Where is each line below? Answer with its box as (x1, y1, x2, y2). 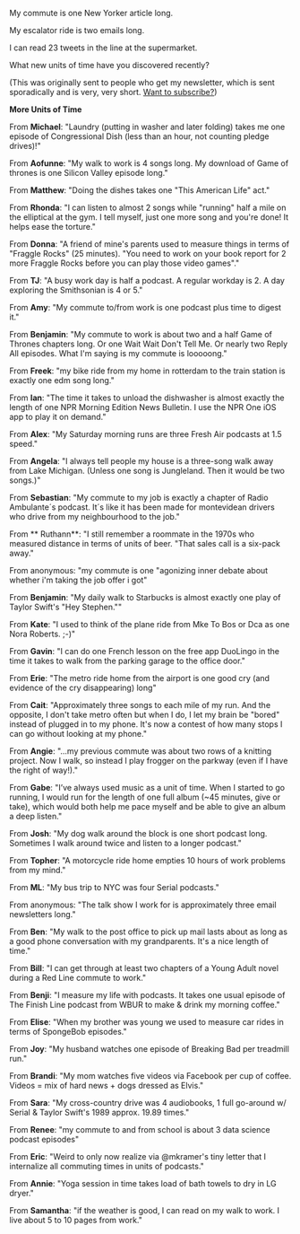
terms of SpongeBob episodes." (9, 1027, 127, 1037)
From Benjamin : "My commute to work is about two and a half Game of (9, 329, 273, 339)
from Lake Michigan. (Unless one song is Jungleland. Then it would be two (9, 466, 285, 476)
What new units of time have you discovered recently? (9, 60, 210, 70)
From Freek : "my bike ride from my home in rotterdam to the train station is (9, 365, 286, 376)
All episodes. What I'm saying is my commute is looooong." (9, 348, 227, 358)
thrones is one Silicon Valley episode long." (9, 168, 168, 178)
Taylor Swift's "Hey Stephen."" (9, 601, 123, 612)
